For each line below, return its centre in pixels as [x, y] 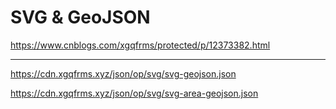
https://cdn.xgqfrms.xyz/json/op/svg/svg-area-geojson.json [134, 93]
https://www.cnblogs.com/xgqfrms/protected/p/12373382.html [140, 45]
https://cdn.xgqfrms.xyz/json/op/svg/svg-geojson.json [123, 73]
